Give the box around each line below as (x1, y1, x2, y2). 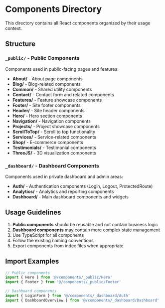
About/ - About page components (12, 76, 83, 82)
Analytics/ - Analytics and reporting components (12, 188, 114, 194)
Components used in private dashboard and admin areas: (5, 173, 123, 179)
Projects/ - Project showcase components (12, 123, 100, 129)
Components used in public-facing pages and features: (5, 66, 119, 72)
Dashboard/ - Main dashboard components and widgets (12, 193, 129, 200)
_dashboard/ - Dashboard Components (5, 162, 100, 169)
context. (5, 25, 22, 31)
